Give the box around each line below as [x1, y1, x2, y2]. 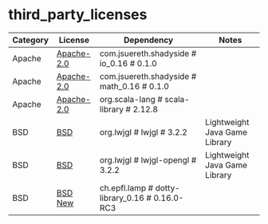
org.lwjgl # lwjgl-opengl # [99, 154, 197, 165]
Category [12, 34, 49, 45]
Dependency [123, 34, 174, 45]
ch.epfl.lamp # [99, 182, 154, 193]
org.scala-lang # [99, 93, 164, 104]
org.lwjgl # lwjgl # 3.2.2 [99, 126, 187, 137]
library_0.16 [99, 192, 145, 203]
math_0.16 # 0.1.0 [99, 81, 170, 92]
